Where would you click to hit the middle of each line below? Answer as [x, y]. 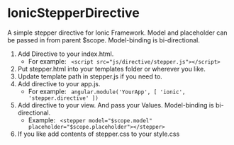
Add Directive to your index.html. [66, 54]
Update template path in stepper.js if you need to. [90, 76]
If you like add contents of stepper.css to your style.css [99, 134]
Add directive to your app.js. [59, 83]
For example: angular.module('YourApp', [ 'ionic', [107, 91]
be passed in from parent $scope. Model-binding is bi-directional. [104, 40]
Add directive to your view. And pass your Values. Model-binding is [116, 105]
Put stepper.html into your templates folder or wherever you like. [111, 69]
